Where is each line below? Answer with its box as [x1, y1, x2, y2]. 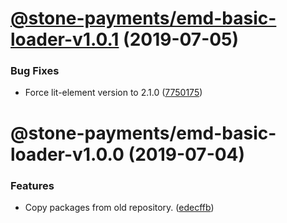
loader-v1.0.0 [10, 143, 125, 166]
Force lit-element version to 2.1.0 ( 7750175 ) [24, 87, 203, 99]
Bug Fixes [10, 64, 60, 78]
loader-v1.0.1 [10, 28, 120, 51]
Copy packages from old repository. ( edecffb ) [24, 201, 215, 213]
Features [10, 178, 55, 192]
